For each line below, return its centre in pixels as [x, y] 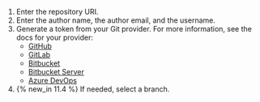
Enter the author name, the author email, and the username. [116, 20]
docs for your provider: [54, 37]
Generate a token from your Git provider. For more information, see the [134, 29]
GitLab [39, 55]
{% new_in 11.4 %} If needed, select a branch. [93, 89]
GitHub [40, 46]
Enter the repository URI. [57, 12]
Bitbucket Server [56, 72]
